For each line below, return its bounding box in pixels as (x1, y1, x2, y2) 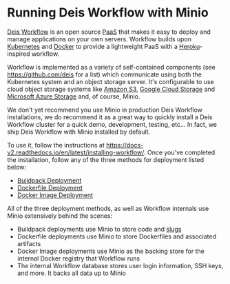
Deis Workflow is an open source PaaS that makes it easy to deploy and (7, 28, 211, 36)
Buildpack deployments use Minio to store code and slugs (17, 225, 182, 233)
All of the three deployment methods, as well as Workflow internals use (7, 204, 209, 212)
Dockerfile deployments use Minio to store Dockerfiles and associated (17, 232, 217, 241)
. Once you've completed (143, 148, 216, 156)
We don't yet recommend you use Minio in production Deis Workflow (7, 105, 203, 114)
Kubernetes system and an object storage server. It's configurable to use (7, 77, 215, 85)
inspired (7, 50, 30, 58)
